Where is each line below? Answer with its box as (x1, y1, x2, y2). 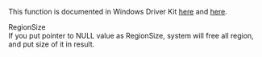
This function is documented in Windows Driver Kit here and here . (8, 7, 227, 16)
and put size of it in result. (8, 39, 95, 49)
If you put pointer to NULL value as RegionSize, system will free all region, (8, 31, 254, 40)
